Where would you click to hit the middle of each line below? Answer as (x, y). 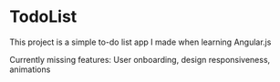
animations (30, 69)
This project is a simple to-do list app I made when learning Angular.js (140, 42)
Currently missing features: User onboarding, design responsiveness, (140, 59)
